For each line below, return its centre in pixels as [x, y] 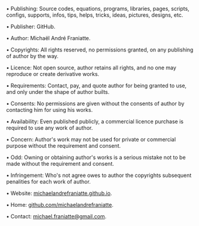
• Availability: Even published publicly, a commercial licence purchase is [95, 121]
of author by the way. [32, 56]
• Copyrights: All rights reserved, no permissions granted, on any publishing [100, 50]
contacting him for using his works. [50, 110]
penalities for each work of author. [48, 181]
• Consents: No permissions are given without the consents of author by [95, 103]
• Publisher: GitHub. [31, 27]
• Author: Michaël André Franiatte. [48, 38]
